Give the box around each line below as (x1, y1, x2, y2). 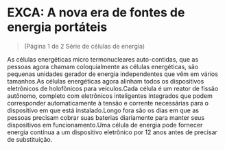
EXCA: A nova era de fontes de (7, 5, 185, 21)
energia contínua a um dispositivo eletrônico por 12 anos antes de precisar (7, 128, 218, 136)
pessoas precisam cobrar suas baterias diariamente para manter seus (7, 113, 204, 121)
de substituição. (7, 135, 53, 143)
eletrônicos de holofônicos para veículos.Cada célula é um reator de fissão (7, 84, 219, 92)
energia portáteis (7, 19, 108, 35)
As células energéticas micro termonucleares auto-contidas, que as (7, 55, 199, 63)
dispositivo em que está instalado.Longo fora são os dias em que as (7, 106, 199, 114)
